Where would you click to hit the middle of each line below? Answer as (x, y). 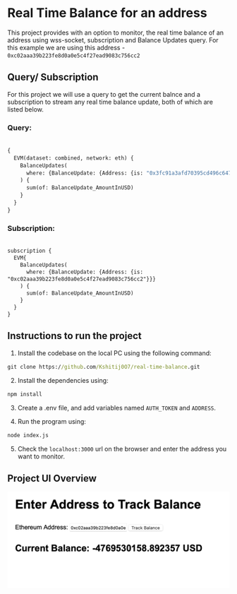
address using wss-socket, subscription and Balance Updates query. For (113, 40)
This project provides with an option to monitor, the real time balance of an (116, 32)
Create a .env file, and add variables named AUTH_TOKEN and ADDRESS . (117, 408)
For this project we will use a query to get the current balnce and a (104, 94)
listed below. (26, 109)
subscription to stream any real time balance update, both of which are (110, 102)
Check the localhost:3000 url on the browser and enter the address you (122, 449)
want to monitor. (41, 456)
